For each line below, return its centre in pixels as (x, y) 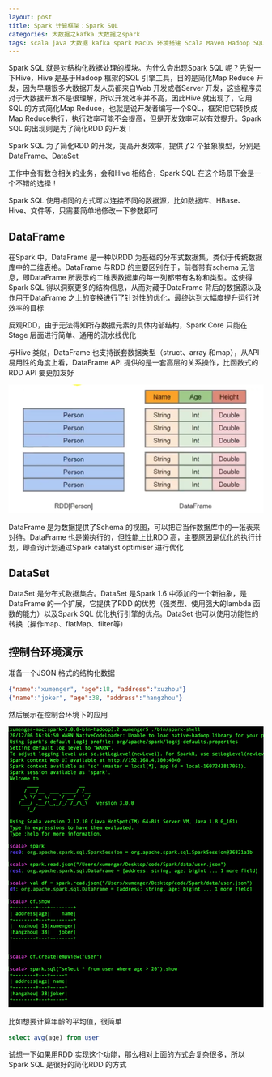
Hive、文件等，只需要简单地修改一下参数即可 (83, 211)
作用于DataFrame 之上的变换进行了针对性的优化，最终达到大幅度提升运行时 (134, 298)
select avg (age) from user (54, 1037)
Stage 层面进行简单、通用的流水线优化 (72, 335)
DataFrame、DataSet (44, 156)
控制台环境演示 (46, 652)
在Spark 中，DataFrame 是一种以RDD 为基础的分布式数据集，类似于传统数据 (136, 257)
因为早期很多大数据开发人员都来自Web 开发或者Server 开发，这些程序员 (142, 88)
